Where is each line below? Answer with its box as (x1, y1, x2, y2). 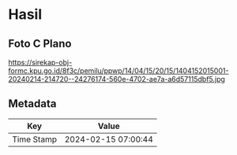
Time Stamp (12, 134, 58, 145)
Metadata (8, 97, 57, 111)
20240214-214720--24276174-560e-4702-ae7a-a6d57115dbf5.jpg (8, 75, 225, 83)
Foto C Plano (8, 37, 72, 50)
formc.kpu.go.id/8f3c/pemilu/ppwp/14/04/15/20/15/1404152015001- (8, 66, 229, 76)
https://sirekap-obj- (8, 57, 73, 67)
